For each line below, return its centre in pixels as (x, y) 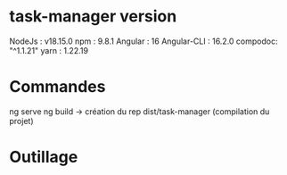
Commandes (57, 87)
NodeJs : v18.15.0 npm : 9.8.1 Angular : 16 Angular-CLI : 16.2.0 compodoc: (143, 41)
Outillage (44, 157)
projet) (21, 121)
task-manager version (93, 17)
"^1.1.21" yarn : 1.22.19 (49, 50)
